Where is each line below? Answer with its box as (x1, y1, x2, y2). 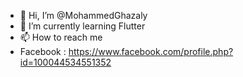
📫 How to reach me (19, 31, 103, 43)
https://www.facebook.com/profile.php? (68, 46, 234, 57)
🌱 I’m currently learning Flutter (19, 20, 146, 32)
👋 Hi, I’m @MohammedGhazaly (19, 10, 148, 21)
